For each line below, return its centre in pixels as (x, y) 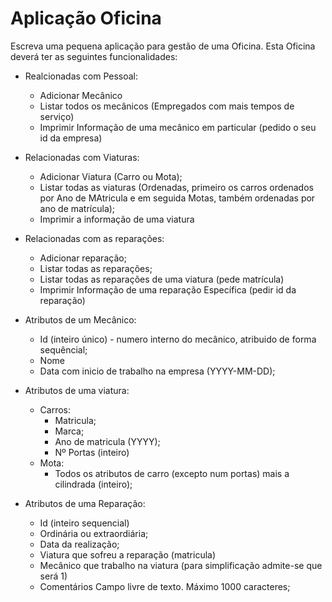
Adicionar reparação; (83, 258)
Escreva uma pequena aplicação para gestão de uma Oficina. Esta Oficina (163, 46)
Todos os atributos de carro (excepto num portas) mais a (172, 473)
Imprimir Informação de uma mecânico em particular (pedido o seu (178, 127)
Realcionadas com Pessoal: (81, 76)
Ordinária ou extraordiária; (94, 533)
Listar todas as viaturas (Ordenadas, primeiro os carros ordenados (176, 187)
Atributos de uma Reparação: (85, 503)
